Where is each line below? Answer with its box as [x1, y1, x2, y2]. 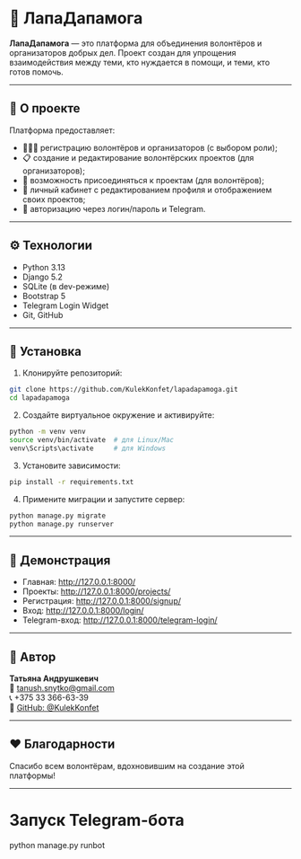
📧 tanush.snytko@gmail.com [9, 683, 115, 693]
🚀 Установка [9, 343, 82, 359]
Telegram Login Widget [21, 300, 109, 311]
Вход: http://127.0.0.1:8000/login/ [21, 606, 144, 616]
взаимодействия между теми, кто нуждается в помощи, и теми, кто [9, 57, 271, 67]
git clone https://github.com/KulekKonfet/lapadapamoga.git [9, 385, 239, 394]
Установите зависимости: [21, 460, 121, 471]
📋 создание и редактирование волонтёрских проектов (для [21, 152, 254, 163]
